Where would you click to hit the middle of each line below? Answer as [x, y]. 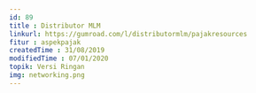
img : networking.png [47, 75]
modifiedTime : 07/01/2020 [59, 58]
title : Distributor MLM [55, 26]
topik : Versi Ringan [47, 67]
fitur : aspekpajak [45, 42]
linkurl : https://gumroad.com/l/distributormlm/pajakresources [128, 34]
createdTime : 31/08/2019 [57, 50]
